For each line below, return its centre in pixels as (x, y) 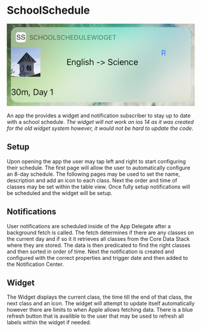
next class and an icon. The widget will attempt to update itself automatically (101, 303)
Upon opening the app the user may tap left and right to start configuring (96, 161)
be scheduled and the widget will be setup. (60, 193)
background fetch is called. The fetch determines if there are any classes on (101, 232)
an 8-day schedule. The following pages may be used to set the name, (94, 174)
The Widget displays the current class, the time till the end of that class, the (100, 297)
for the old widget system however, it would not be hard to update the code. (100, 128)
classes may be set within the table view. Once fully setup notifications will (98, 187)
